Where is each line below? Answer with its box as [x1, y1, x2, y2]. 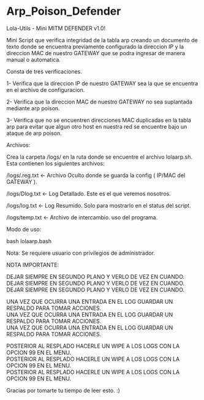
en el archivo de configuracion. [6, 86, 85, 93]
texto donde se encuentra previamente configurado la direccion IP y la [6, 43, 184, 50]
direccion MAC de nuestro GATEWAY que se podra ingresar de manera [6, 49, 186, 56]
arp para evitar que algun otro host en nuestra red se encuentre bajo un [6, 123, 187, 130]
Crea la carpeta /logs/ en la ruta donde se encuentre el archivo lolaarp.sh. [6, 153, 193, 160]
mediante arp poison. [6, 104, 60, 111]
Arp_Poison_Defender [6, 4, 121, 18]
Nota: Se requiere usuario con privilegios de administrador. [6, 249, 155, 257]
